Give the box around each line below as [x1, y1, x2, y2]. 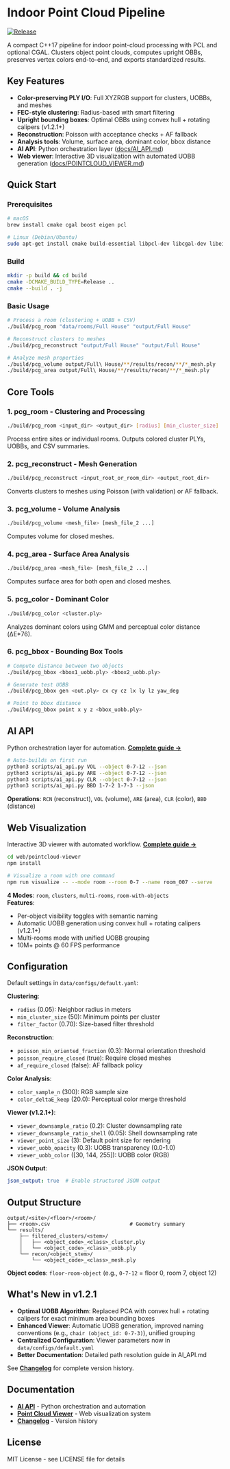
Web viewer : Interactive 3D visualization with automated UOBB [16, 152, 196, 160]
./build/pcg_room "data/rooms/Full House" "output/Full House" [7, 323, 192, 330]
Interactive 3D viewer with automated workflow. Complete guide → [7, 840, 197, 848]
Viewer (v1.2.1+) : [7, 1109, 56, 1117]
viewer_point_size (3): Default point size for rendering [16, 1136, 171, 1144]
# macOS [7, 215, 29, 222]
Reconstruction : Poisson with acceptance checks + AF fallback [16, 130, 198, 138]
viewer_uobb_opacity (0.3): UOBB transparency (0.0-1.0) [16, 1144, 176, 1152]
